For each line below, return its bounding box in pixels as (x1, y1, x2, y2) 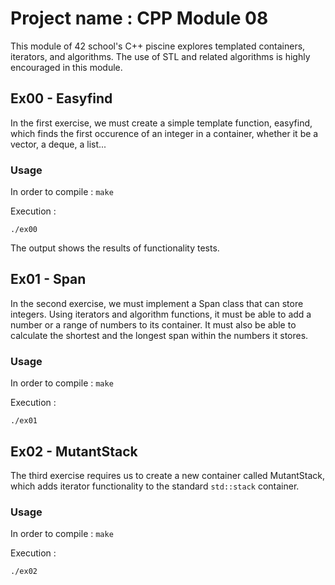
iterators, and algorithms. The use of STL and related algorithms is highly (10, 50, 311, 62)
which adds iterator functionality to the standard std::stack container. (10, 480, 300, 492)
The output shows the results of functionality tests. (10, 242, 220, 254)
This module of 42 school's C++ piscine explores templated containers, (10, 40, 306, 52)
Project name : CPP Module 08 (10, 7, 269, 30)
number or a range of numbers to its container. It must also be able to (10, 318, 297, 331)
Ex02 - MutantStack (10, 443, 138, 460)
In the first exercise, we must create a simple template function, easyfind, (10, 117, 313, 129)
